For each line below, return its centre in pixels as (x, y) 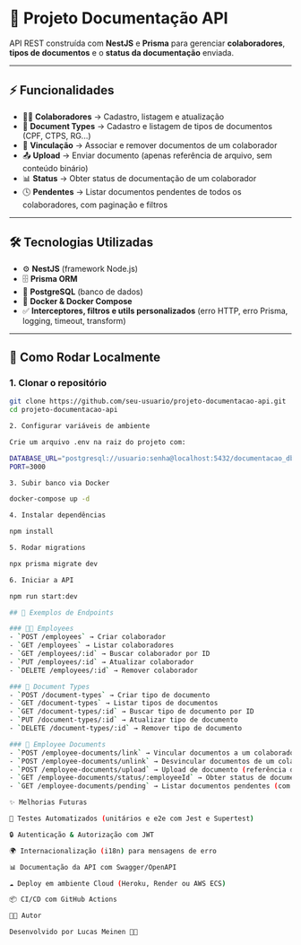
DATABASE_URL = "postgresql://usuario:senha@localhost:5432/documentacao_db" (154, 458)
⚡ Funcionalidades (62, 90)
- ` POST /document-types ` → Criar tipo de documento (110, 695)
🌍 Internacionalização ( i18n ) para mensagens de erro (113, 851)
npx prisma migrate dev (54, 564)
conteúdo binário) (55, 168)
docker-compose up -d (50, 499)
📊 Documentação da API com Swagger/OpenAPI (93, 867)
